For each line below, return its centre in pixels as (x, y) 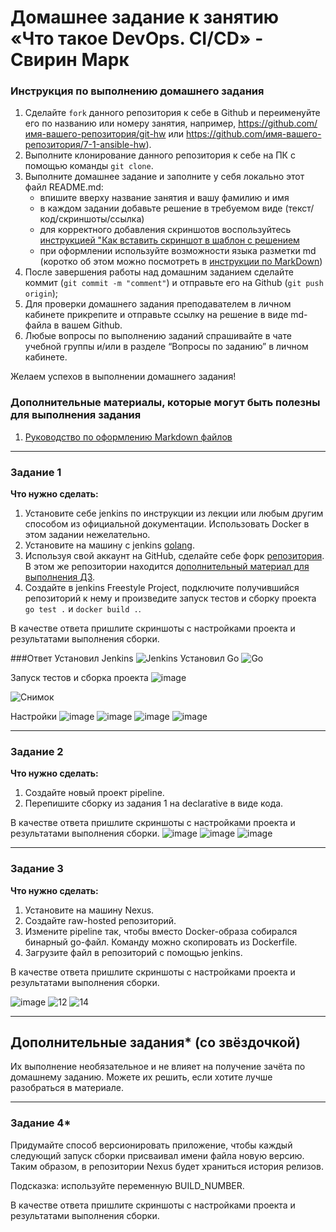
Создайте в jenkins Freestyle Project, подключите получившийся (162, 588)
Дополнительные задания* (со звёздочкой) (155, 1042)
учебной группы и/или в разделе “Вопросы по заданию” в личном (166, 347)
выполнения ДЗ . (60, 577)
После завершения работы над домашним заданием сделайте (159, 272)
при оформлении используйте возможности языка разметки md (178, 251)
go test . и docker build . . (83, 609)
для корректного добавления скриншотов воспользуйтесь (165, 230)
